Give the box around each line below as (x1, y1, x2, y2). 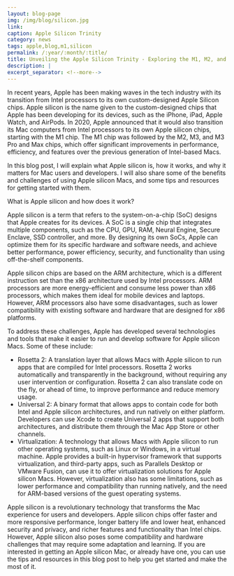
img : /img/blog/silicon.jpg (7, 17, 89, 24)
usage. (17, 393, 38, 401)
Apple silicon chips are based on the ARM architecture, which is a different (7, 269, 222, 277)
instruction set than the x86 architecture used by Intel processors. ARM (7, 276, 213, 284)
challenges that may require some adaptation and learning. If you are (7, 540, 206, 548)
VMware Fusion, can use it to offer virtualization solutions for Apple (17, 467, 212, 475)
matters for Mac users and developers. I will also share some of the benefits (7, 169, 226, 177)
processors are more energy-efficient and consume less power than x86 (7, 283, 217, 292)
